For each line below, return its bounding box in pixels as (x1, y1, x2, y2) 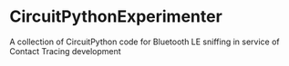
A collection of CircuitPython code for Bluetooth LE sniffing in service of (9, 36, 280, 47)
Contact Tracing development (9, 45, 121, 56)
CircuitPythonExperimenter (9, 6, 223, 27)
